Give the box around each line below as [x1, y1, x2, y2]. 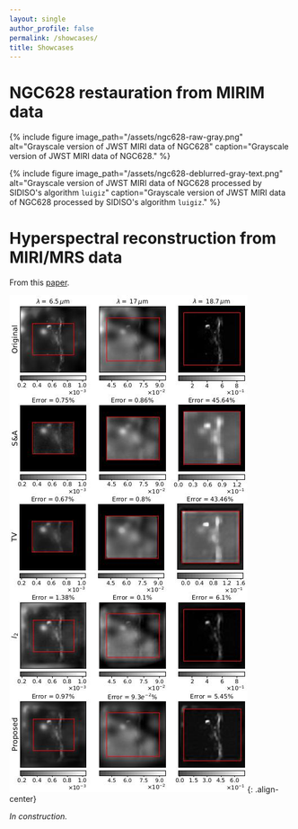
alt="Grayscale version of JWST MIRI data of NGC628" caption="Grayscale [9, 141, 289, 152]
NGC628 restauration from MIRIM [9, 83, 265, 103]
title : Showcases [9, 43, 74, 52]
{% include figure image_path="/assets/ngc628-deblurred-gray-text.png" [9, 168, 284, 179]
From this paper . [9, 277, 70, 288]
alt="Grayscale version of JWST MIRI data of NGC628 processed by [9, 178, 262, 189]
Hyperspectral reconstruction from [9, 228, 276, 249]
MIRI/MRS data [9, 247, 123, 268]
